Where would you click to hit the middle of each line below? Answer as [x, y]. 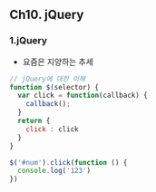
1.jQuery [29, 41]
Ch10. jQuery [47, 15]
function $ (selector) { [54, 87]
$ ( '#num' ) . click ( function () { [68, 162]
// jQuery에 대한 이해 [48, 79]
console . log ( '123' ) [54, 171]
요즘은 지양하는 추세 [58, 62]
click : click [52, 129]
